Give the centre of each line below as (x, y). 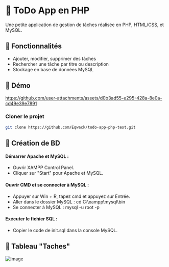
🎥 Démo (18, 86)
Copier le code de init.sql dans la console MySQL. (65, 230)
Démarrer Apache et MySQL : (37, 156)
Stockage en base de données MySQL (53, 69)
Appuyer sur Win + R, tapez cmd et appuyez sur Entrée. (71, 196)
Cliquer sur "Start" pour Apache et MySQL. (58, 173)
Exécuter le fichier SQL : (31, 219)
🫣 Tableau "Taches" (38, 246)
